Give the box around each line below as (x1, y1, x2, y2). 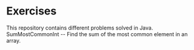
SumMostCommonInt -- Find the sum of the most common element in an (6, 30, 188, 37)
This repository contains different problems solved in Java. (6, 24, 153, 31)
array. (6, 37, 21, 44)
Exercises (6, 4, 57, 18)
